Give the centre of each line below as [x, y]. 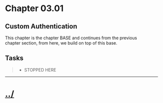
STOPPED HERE [40, 70]
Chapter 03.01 [34, 8]
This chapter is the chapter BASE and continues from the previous [71, 38]
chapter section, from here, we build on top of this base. [61, 43]
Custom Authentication [41, 26]
